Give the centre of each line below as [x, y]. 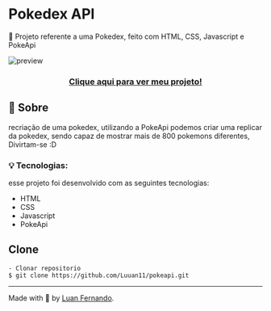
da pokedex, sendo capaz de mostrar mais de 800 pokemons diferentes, [129, 136]
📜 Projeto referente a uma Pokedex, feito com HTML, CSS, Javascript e [126, 36]
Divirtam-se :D [33, 144]
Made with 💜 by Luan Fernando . [61, 298]
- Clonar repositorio [45, 268]
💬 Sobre [29, 108]
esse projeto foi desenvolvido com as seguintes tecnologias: [109, 183]
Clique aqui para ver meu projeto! [135, 82]
